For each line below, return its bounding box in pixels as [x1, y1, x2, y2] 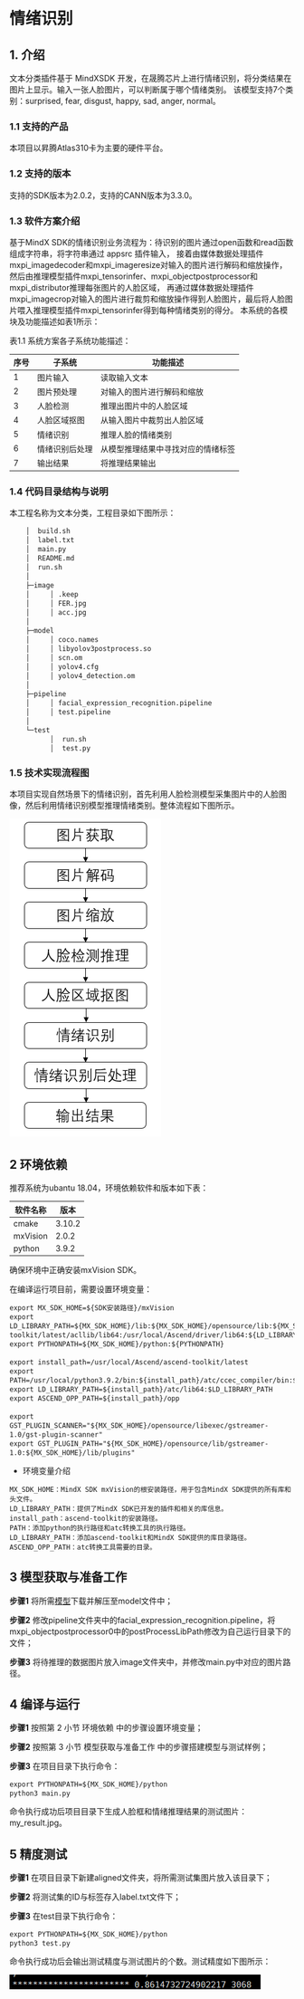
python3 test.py [9, 1939, 71, 1948]
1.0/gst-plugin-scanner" [9, 1430, 103, 1439]
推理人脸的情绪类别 [100, 429, 172, 440]
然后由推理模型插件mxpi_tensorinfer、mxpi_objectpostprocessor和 [9, 271, 259, 282]
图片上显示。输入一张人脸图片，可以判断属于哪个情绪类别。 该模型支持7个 [9, 84, 286, 95]
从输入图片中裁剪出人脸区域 [100, 415, 204, 426]
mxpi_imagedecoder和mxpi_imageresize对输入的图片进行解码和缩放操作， [9, 259, 288, 270]
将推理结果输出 [100, 458, 157, 469]
